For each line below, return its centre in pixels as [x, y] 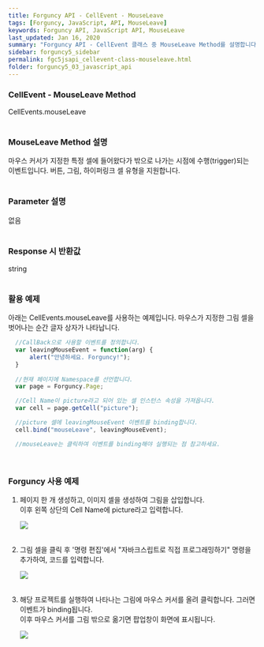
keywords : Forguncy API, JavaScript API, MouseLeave [97, 30]
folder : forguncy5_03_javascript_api [70, 67]
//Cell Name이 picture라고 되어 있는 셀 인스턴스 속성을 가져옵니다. [115, 401]
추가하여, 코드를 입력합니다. [62, 560]
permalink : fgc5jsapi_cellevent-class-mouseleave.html [100, 60]
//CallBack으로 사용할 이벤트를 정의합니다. [78, 343]
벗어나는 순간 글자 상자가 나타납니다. [64, 328]
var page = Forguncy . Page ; [59, 387]
